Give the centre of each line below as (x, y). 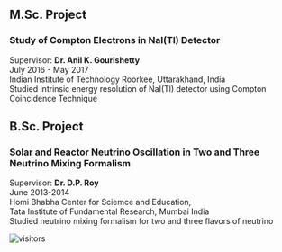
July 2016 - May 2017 (49, 69)
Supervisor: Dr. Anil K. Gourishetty (75, 60)
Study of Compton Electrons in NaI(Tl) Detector (115, 40)
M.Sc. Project (48, 15)
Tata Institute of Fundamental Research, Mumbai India (109, 211)
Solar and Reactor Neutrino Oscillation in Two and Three (135, 152)
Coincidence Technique (53, 98)
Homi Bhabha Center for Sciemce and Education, (100, 202)
